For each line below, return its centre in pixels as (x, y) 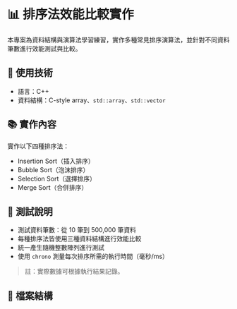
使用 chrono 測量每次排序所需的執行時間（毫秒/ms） (93, 256)
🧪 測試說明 (30, 211)
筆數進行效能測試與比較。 (44, 48)
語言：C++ (33, 91)
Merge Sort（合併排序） (53, 187)
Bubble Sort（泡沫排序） (53, 169)
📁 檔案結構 (30, 296)
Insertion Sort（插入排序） (56, 161)
